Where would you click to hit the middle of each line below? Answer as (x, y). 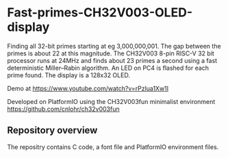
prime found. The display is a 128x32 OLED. (68, 75)
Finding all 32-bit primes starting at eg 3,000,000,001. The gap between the (114, 46)
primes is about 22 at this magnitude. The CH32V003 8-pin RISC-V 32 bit (111, 53)
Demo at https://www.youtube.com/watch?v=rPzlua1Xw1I (88, 88)
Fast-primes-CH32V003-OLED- (100, 13)
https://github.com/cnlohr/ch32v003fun (63, 109)
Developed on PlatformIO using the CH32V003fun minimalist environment (111, 101)
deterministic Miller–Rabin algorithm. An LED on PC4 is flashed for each (108, 68)
